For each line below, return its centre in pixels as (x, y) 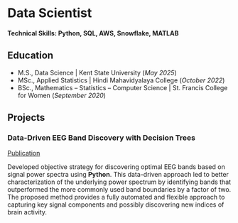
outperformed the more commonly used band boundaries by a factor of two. (119, 190)
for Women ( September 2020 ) (62, 95)
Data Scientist (50, 13)
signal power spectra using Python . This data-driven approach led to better (118, 175)
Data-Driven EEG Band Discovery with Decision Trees (101, 138)
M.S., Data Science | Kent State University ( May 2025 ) (97, 72)
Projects (26, 118)
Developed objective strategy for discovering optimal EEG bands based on (116, 167)
